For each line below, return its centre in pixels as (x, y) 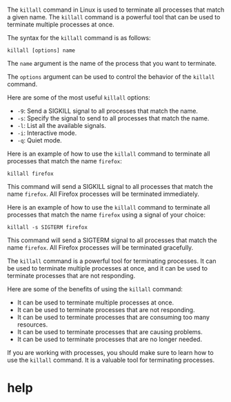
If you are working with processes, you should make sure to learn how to (110, 353)
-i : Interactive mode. (47, 133)
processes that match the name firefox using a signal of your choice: (106, 215)
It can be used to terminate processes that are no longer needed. (109, 339)
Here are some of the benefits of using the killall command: (95, 289)
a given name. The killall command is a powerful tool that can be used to (114, 17)
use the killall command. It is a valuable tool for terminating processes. (111, 360)
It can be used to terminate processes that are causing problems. (110, 332)
